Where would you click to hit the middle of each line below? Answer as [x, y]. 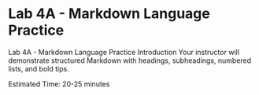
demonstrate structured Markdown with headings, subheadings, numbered [130, 60]
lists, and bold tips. [39, 68]
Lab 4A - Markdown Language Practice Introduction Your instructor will [124, 52]
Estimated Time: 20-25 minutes [59, 84]
